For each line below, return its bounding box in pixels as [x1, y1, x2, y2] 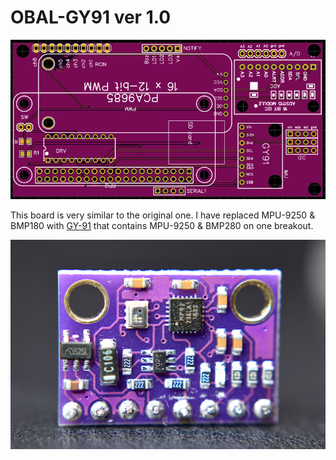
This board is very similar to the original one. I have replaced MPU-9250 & [10, 209, 316, 221]
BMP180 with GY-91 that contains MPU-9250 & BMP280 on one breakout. [10, 220, 314, 232]
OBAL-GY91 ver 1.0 [10, 6, 172, 29]
